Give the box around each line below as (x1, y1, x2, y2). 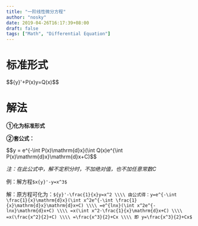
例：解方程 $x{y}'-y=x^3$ (6, 178, 67, 185)
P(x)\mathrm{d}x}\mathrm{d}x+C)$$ (6, 153, 97, 160)
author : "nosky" (6, 14, 47, 20)
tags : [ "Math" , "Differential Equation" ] (6, 31, 111, 37)
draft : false (6, 25, 39, 32)
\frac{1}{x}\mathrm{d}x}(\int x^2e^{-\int (6, 197, 113, 203)
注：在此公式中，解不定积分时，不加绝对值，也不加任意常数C (6, 165, 157, 172)
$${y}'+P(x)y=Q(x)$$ (6, 79, 60, 86)
